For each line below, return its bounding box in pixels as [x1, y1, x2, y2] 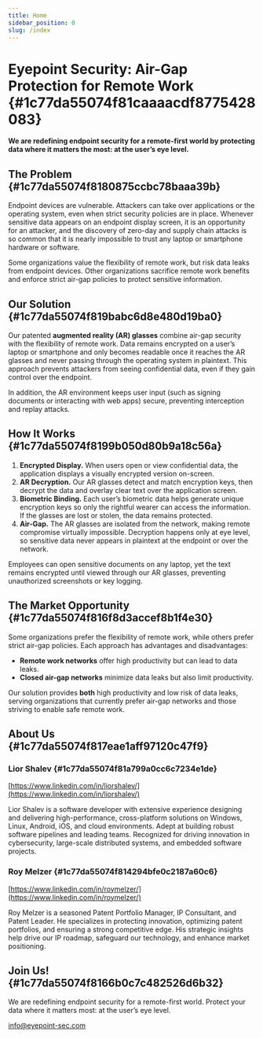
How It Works [8, 427, 76, 441]
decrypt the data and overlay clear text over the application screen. [19, 485, 238, 495]
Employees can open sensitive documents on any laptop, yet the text [8, 559, 232, 569]
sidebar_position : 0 [8, 19, 76, 27]
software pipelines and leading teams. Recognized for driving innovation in [8, 830, 250, 840]
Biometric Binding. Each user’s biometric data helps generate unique [19, 494, 244, 503]
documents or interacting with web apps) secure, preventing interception [8, 395, 245, 406]
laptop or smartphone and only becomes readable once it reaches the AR [8, 347, 246, 357]
